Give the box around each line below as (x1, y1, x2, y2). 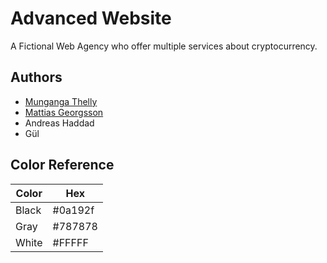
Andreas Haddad (24, 117, 95, 129)
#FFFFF (52, 235, 89, 249)
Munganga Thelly (24, 95, 98, 107)
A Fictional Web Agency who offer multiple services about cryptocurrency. (10, 40, 318, 52)
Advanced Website (10, 7, 172, 30)
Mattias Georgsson (24, 106, 104, 118)
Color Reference (10, 157, 115, 174)
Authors (10, 69, 63, 86)
